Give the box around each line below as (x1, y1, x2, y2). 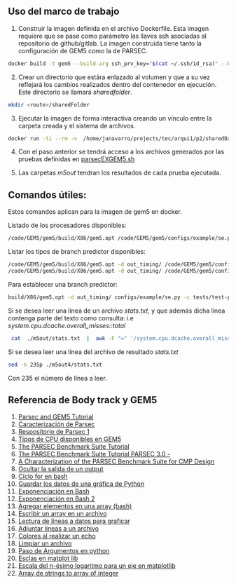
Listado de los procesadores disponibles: (8, 221, 127, 230)
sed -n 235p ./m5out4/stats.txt (8, 361, 102, 368)
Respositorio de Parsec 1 (18, 428, 90, 436)
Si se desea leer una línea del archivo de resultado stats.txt (8, 347, 179, 356)
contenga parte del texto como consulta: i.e (8, 313, 134, 322)
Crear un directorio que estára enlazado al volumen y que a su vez (18, 73, 211, 81)
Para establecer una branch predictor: (8, 280, 118, 288)
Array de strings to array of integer (18, 569, 118, 578)
